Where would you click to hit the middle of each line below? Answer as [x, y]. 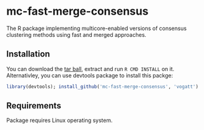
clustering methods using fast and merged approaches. [77, 34]
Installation [28, 54]
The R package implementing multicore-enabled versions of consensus [96, 28]
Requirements [34, 106]
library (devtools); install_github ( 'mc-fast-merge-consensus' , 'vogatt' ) [103, 86]
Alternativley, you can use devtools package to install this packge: [90, 75]
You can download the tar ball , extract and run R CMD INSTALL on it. [90, 69]
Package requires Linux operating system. [60, 120]
